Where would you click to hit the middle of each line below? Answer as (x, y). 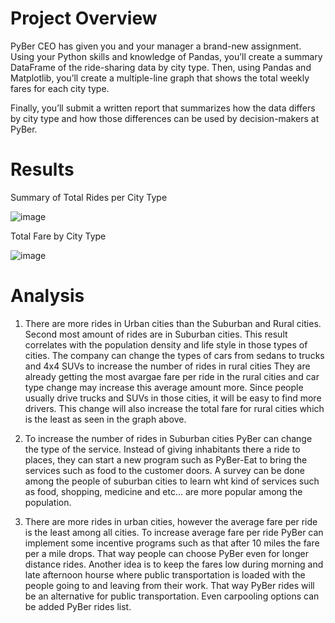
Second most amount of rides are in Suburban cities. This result (156, 334)
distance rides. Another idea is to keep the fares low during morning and (174, 564)
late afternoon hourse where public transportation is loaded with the (165, 574)
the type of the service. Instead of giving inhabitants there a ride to (162, 449)
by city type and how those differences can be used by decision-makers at (165, 118)
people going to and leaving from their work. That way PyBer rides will (169, 585)
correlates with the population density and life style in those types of (166, 344)
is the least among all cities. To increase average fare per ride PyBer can (174, 532)
